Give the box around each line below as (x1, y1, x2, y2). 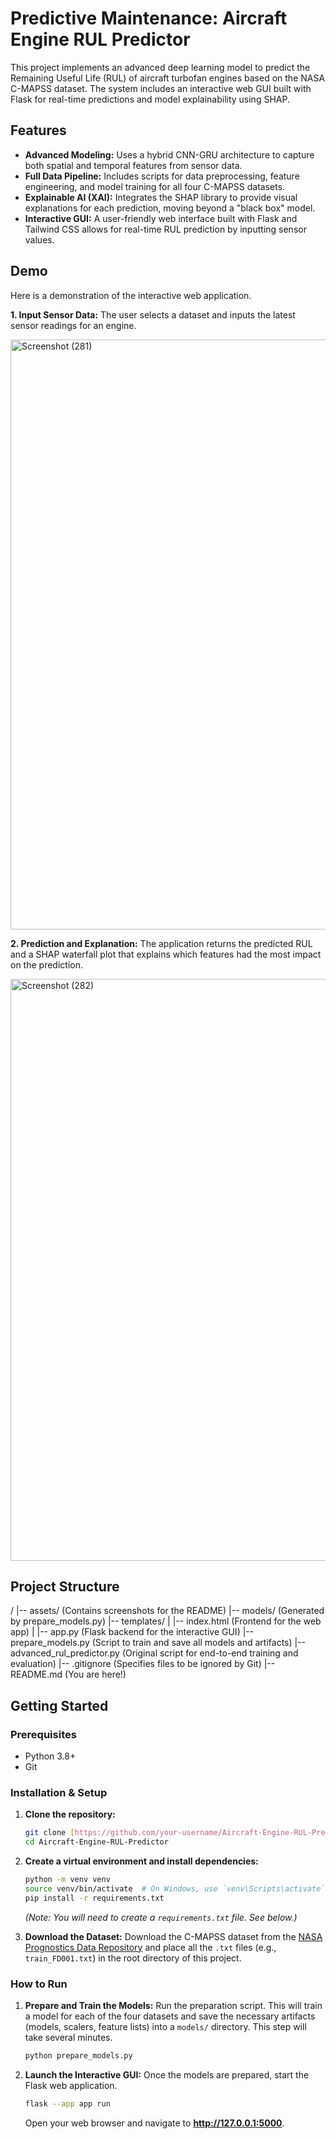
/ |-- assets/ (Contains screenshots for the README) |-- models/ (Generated (10, 1605, 325, 1617)
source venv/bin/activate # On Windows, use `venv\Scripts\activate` (24, 1883, 326, 1894)
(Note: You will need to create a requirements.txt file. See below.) (24, 1911, 298, 1923)
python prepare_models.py (24, 2051, 133, 2061)
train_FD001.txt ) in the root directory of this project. (24, 1952, 242, 1964)
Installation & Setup (10, 1785, 108, 1799)
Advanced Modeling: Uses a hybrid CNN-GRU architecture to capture (24, 148, 315, 161)
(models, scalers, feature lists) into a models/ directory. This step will (24, 2021, 307, 2033)
